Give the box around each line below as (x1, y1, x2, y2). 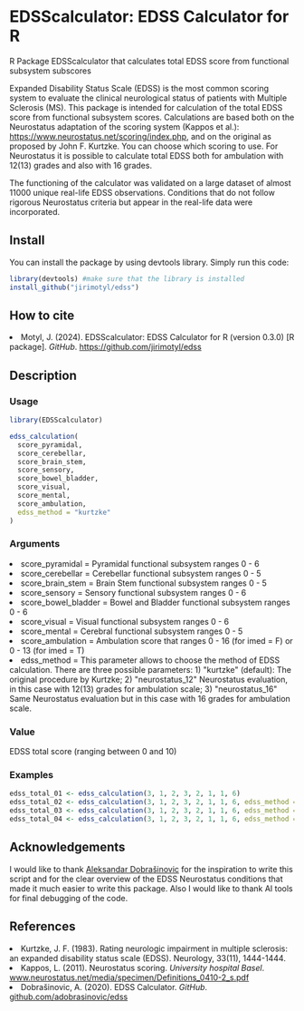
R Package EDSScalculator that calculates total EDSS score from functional (9, 55, 290, 66)
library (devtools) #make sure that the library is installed (9, 274, 245, 283)
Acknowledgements (9, 840, 126, 855)
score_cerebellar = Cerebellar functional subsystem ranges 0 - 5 (21, 568, 261, 578)
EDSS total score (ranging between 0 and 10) (9, 746, 177, 757)
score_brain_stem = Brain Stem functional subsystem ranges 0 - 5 (21, 578, 267, 588)
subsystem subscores (9, 65, 92, 76)
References (9, 919, 76, 935)
